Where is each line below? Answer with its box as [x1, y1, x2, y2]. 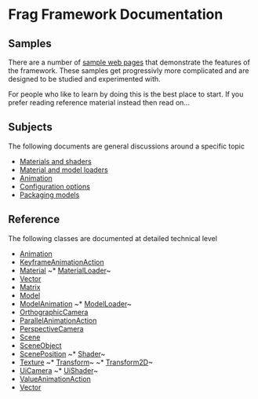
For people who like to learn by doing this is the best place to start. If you [8, 90, 244, 99]
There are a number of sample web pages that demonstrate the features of [8, 57, 251, 67]
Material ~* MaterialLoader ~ [19, 265, 111, 275]
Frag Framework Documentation [8, 5, 223, 24]
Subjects [8, 120, 53, 134]
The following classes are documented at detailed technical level [8, 233, 218, 243]
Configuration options [19, 181, 90, 191]
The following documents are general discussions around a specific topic [8, 141, 245, 151]
